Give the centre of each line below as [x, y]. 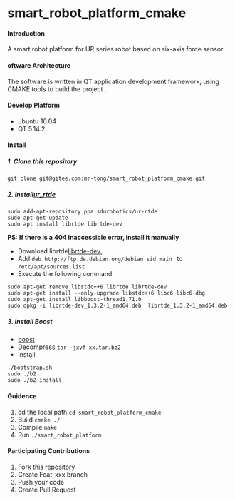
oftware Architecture [39, 65]
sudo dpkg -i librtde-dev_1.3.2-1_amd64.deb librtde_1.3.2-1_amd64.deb [117, 306]
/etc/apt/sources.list [51, 267]
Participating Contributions [49, 451]
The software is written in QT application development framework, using [113, 81]
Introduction [26, 33]
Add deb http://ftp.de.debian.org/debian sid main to [100, 259]
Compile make [37, 427]
